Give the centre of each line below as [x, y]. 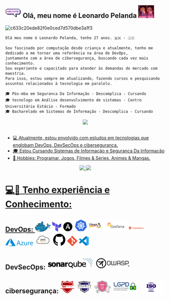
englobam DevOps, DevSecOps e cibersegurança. [65, 145]
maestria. [16, 73]
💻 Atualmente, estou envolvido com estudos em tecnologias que [81, 138]
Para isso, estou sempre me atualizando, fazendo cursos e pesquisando [82, 78]
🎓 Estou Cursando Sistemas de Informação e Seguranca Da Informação [89, 151]
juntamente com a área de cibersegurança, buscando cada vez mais [77, 58]
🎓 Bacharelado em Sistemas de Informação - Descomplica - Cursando [79, 111]
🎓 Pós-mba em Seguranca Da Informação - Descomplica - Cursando [76, 94]
